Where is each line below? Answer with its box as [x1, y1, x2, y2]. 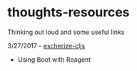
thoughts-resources [7, 4, 130, 21]
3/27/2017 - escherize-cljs [7, 41, 86, 50]
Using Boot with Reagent [17, 55, 91, 64]
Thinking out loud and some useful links [7, 28, 125, 36]
